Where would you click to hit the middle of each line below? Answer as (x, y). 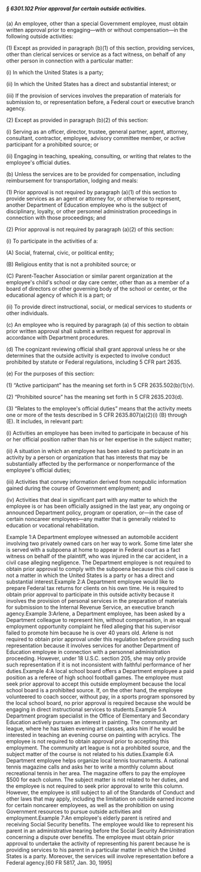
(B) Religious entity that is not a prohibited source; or (71, 264)
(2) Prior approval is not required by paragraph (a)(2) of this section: (90, 229)
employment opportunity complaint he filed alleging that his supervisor (93, 626)
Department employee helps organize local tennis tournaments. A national (98, 760)
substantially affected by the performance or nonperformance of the (91, 463)
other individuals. (28, 313)
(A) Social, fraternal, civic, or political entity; (60, 252)
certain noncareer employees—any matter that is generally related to (91, 519)
